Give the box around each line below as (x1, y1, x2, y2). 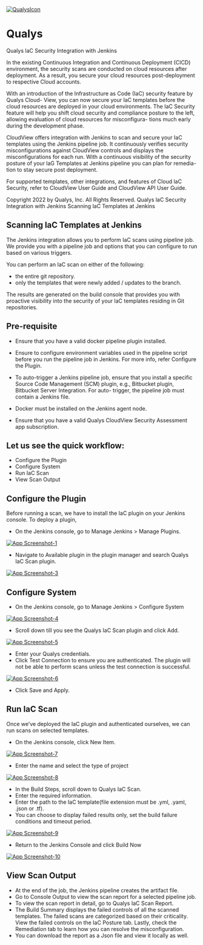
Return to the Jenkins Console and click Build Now (15, 841, 142, 849)
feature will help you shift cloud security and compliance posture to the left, (6, 109, 195, 116)
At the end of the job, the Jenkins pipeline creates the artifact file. (15, 886, 179, 894)
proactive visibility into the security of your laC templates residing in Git (6, 297, 185, 304)
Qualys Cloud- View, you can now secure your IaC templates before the (6, 96, 185, 103)
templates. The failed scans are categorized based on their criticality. (15, 912, 188, 920)
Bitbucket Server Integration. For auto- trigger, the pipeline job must (15, 386, 185, 394)
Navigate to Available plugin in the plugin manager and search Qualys (15, 551, 189, 559)
